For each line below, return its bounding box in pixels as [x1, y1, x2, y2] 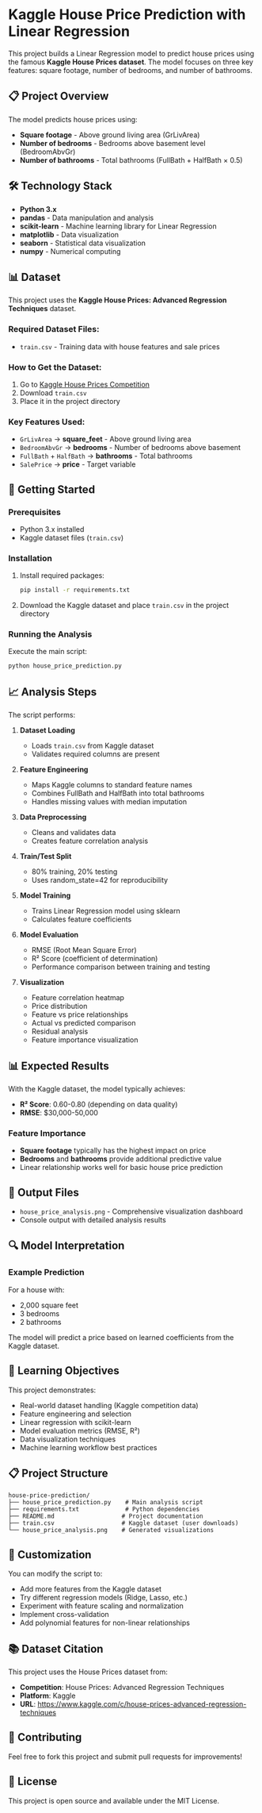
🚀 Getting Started [8, 483, 96, 496]
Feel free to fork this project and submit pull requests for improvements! [8, 1752, 243, 1761]
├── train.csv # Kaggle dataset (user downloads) [8, 1519, 239, 1527]
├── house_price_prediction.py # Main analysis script [8, 1499, 203, 1507]
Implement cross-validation [19, 1610, 109, 1619]
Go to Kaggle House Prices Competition [19, 379, 150, 389]
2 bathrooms [19, 1317, 62, 1326]
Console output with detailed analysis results [19, 1215, 166, 1225]
